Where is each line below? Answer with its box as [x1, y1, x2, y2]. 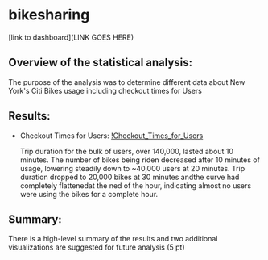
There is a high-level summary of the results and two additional [8, 234, 218, 244]
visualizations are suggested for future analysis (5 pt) [8, 242, 185, 252]
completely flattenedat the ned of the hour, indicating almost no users [19, 180, 252, 191]
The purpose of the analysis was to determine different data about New [8, 77, 245, 86]
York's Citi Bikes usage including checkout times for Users [8, 86, 203, 95]
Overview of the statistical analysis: [8, 56, 193, 69]
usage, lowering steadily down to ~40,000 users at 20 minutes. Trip [19, 163, 245, 173]
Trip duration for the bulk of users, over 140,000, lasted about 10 [19, 146, 234, 156]
